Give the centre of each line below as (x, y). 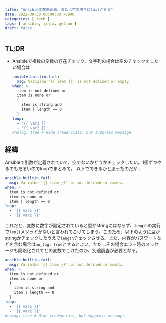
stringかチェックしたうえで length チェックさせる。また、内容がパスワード (81, 238)
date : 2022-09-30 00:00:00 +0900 (40, 14)
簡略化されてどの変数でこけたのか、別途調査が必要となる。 (79, 250)
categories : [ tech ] (28, 19)
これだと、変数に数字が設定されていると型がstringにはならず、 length (77, 225)
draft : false (19, 28)
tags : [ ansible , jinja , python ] (41, 24)
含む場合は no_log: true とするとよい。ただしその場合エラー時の (80, 244)
